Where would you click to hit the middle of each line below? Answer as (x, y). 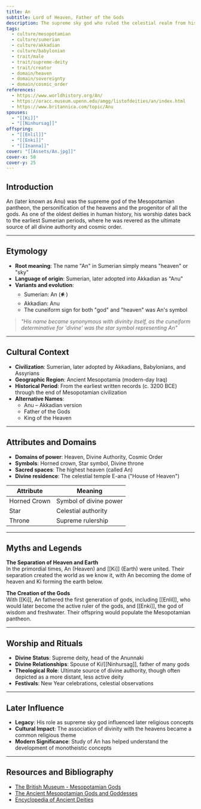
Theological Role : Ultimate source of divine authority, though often (98, 671)
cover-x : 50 (21, 157)
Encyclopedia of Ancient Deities (54, 799)
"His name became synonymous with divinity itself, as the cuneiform (106, 321)
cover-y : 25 (21, 163)
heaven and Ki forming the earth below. (55, 582)
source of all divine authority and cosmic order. (64, 227)
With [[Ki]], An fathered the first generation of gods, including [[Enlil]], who (98, 600)
